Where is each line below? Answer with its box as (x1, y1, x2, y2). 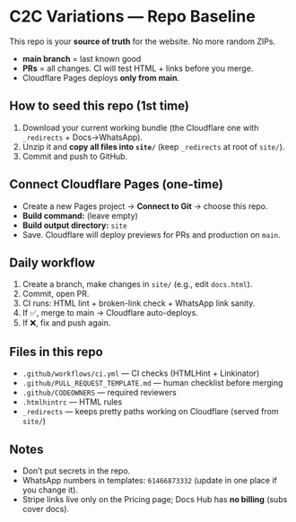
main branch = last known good (22, 53, 142, 64)
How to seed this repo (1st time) (9, 99, 190, 114)
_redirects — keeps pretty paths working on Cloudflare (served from (22, 406, 279, 417)
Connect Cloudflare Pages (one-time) (9, 177, 224, 192)
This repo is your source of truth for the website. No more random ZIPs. (9, 36, 276, 47)
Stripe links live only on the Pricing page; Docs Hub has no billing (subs (22, 494, 288, 504)
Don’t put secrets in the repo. (22, 465, 131, 476)
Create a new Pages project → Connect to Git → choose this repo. (22, 200, 268, 212)
